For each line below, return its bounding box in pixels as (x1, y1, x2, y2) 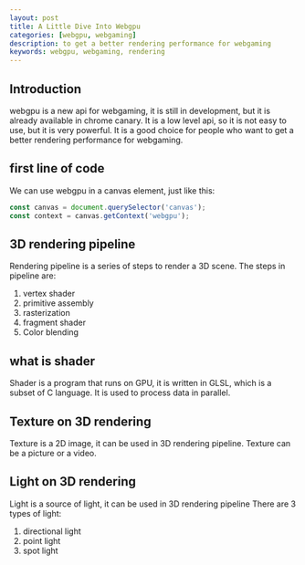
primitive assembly (22, 298, 94, 309)
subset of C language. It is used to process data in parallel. (9, 387, 231, 398)
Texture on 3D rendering (9, 413, 152, 429)
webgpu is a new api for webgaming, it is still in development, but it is (9, 105, 271, 116)
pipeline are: (9, 270, 57, 281)
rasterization (22, 308, 70, 319)
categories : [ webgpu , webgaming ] (9, 30, 137, 39)
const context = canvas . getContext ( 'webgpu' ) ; (9, 211, 190, 220)
